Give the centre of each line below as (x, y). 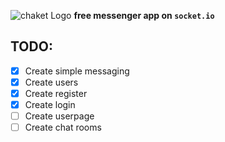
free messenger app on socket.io (144, 15)
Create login (50, 104)
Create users (51, 82)
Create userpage (59, 116)
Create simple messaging (77, 71)
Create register (56, 93)
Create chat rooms (63, 127)
